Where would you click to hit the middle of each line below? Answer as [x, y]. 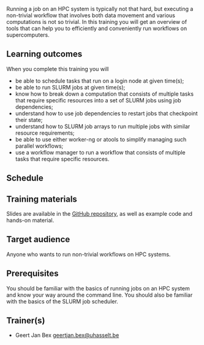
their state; [29, 119]
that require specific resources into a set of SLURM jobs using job [98, 100]
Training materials [42, 199]
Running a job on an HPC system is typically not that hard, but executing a [100, 9]
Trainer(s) [26, 321]
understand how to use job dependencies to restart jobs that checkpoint [106, 113]
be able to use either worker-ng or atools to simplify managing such [101, 139]
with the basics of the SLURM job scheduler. [62, 301]
